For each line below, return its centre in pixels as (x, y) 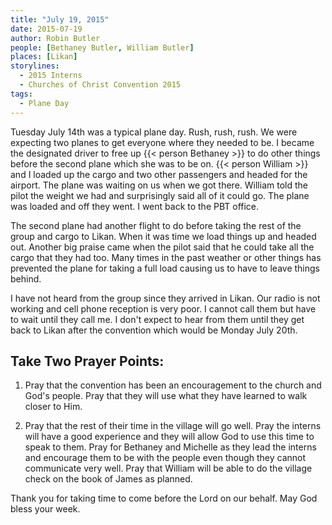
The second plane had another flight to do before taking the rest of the (156, 225)
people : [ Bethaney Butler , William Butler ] (102, 47)
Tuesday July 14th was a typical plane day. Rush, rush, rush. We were (154, 132)
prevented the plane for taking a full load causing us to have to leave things (165, 268)
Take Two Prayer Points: (87, 361)
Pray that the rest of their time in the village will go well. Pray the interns (173, 426)
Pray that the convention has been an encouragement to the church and (173, 385)
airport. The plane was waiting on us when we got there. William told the (159, 185)
